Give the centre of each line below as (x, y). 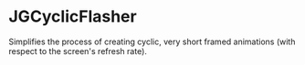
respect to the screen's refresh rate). (78, 51)
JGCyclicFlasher (73, 17)
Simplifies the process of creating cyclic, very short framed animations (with (152, 42)
